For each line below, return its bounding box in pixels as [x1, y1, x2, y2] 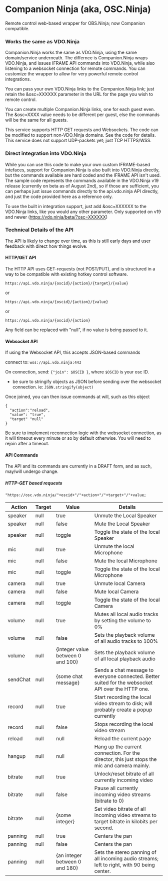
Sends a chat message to [94, 667, 154, 674]
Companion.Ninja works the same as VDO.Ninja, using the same [5, 49, 137, 56]
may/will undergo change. [5, 468, 59, 474]
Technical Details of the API [5, 226, 74, 233]
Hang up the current [94, 743, 142, 750]
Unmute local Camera [94, 580, 145, 587]
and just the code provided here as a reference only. [5, 193, 113, 200]
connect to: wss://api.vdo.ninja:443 [5, 359, 81, 365]
